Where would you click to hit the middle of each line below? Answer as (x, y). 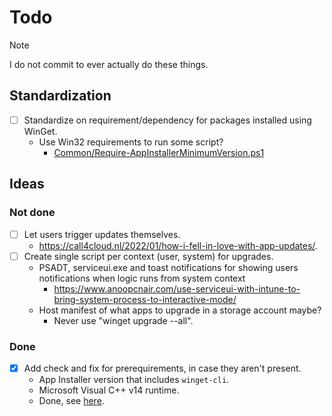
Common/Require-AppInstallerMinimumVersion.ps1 (159, 152)
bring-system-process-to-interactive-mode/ (145, 299)
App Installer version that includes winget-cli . (134, 379)
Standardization (60, 96)
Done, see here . (71, 400)
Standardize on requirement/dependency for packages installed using (167, 120)
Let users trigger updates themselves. (102, 234)
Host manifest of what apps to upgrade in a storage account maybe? (180, 310)
